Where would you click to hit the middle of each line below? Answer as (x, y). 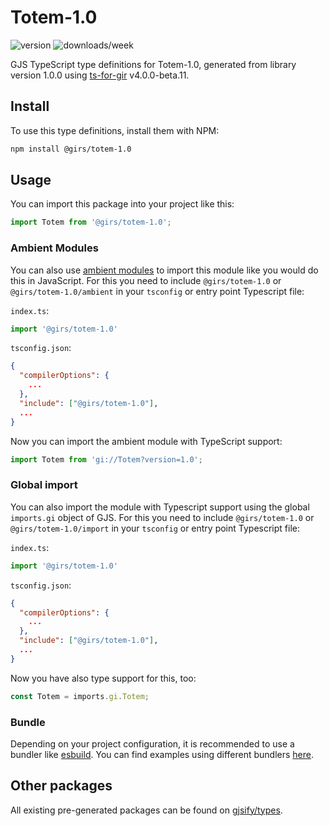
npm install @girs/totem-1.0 (71, 149)
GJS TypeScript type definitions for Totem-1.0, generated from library (153, 64)
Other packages (61, 786)
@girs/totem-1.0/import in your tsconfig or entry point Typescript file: (155, 528)
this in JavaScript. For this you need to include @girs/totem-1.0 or (146, 280)
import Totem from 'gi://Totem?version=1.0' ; (106, 459)
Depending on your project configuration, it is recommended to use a (152, 743)
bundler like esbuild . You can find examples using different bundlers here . (162, 754)
